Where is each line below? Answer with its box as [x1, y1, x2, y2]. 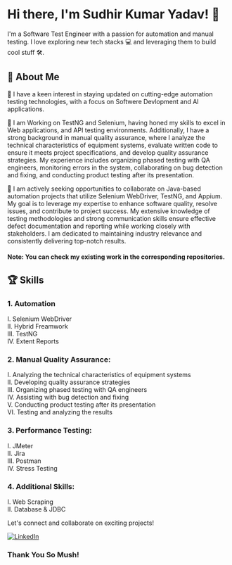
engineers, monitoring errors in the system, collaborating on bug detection [7, 163, 223, 172]
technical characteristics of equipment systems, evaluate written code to [7, 141, 218, 149]
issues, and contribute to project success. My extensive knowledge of [7, 207, 211, 215]
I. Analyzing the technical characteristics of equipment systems [7, 371, 191, 379]
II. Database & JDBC [7, 504, 66, 513]
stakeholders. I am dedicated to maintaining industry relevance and [7, 229, 202, 238]
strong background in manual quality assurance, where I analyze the [7, 133, 205, 141]
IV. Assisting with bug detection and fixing [7, 393, 129, 402]
